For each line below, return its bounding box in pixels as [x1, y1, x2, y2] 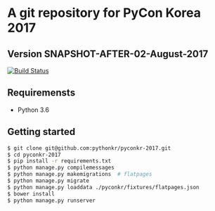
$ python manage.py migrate [7, 177, 90, 184]
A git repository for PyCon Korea [7, 5, 202, 21]
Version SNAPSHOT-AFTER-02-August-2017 [7, 48, 209, 60]
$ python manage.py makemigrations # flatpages [7, 171, 152, 178]
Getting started [7, 126, 76, 138]
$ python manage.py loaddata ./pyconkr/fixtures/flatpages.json [7, 184, 200, 191]
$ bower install [7, 190, 55, 198]
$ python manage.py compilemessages [7, 164, 115, 172]
